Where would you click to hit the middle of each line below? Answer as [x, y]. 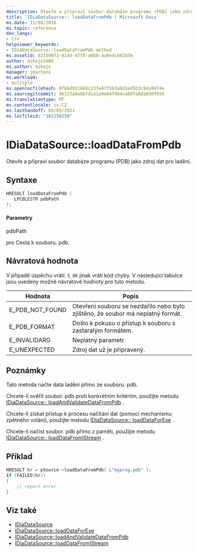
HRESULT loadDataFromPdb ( [39, 194]
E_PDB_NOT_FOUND [38, 309]
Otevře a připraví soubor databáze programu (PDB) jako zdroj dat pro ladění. [99, 161]
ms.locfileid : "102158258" [39, 116]
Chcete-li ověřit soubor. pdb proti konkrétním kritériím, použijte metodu [92, 396]
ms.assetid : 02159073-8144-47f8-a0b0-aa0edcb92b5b [70, 55]
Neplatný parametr [98, 340]
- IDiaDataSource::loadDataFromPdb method [59, 50]
